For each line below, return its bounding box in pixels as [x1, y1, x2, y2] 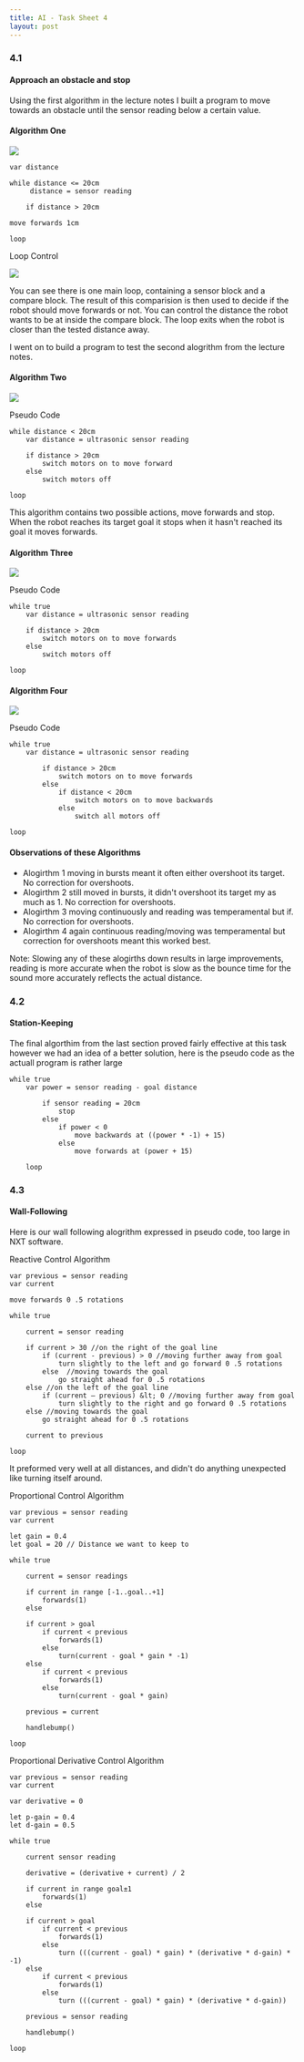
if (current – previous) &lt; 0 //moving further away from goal [42, 1391, 296, 1400]
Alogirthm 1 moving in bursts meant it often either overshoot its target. [22, 867, 285, 878]
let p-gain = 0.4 [9, 1812, 76, 1821]
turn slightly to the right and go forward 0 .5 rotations [57, 1398, 287, 1408]
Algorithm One [9, 125, 66, 137]
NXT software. [9, 1236, 64, 1247]
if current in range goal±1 [25, 1884, 132, 1893]
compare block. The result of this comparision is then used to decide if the [9, 294, 289, 305]
